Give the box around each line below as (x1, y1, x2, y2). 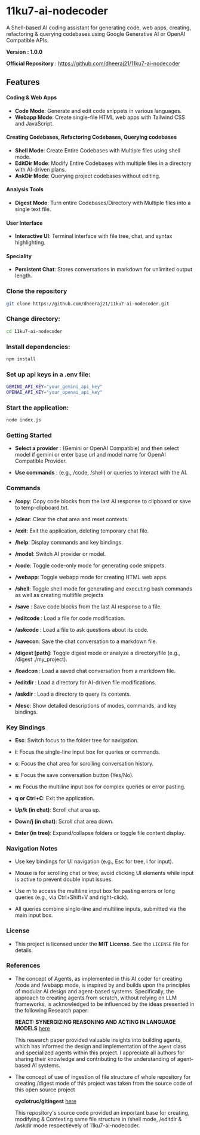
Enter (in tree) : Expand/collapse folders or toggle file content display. (14, 829, 186, 836)
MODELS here (14, 1024, 50, 1032)
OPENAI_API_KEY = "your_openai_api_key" (6, 390, 103, 396)
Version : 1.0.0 (6, 48, 43, 55)
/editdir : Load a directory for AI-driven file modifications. (14, 678, 156, 686)
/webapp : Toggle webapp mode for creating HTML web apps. (14, 573, 168, 580)
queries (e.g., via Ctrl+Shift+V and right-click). (14, 894, 129, 901)
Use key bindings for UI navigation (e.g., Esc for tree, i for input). (14, 858, 174, 865)
